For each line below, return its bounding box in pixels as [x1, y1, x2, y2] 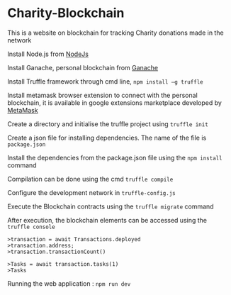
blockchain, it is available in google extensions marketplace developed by [7, 98, 222, 107]
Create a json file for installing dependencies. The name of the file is [7, 133, 207, 142]
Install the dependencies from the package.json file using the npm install [7, 153, 222, 162]
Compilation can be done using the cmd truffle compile [7, 174, 174, 183]
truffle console [7, 223, 55, 230]
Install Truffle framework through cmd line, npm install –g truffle [7, 77, 203, 86]
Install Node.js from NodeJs [7, 50, 89, 58]
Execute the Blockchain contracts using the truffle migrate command [7, 202, 214, 211]
